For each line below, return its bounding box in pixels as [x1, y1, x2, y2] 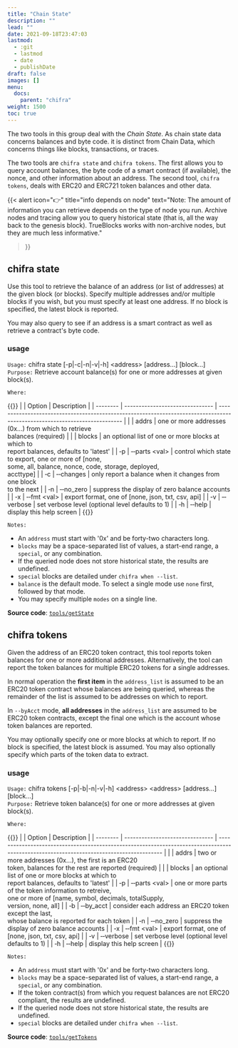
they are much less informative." [7, 228, 103, 237]
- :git [14, 44, 33, 51]
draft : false [7, 70, 46, 77]
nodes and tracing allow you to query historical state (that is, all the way [7, 213, 219, 222]
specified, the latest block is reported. [7, 305, 119, 313]
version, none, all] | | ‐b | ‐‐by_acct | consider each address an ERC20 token [7, 901, 229, 910]
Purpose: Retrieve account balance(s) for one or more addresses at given [7, 367, 222, 376]
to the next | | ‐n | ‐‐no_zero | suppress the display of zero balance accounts [7, 484, 230, 493]
